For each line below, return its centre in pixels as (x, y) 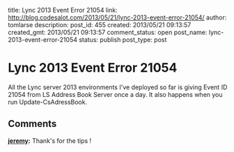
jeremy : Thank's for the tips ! (50, 140)
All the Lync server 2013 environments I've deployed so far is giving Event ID (118, 87)
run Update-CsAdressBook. (48, 102)
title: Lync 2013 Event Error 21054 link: (63, 10)
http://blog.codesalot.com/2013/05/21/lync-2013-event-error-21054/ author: (117, 17)
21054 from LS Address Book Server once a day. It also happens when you (115, 94)
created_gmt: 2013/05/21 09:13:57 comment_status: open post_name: (108, 32)
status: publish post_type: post (123, 40)
